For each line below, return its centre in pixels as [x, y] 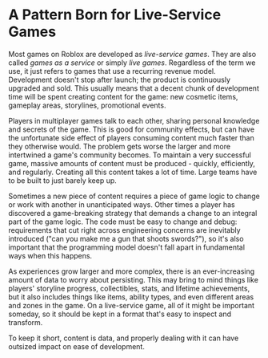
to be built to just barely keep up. [63, 180]
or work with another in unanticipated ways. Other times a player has [122, 204]
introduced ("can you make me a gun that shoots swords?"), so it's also [126, 238]
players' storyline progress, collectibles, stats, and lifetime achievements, [129, 288]
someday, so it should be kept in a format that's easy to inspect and [120, 314]
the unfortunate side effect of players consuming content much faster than [131, 137]
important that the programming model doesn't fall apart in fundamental [127, 247]
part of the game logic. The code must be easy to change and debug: [123, 222]
